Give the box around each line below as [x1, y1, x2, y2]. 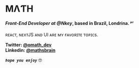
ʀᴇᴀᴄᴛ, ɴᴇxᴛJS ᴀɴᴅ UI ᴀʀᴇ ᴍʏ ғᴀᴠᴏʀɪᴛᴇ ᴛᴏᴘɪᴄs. [5, 31, 98, 38]
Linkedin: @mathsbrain [5, 47, 56, 53]
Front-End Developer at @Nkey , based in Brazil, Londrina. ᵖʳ [5, 20, 134, 26]
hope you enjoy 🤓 [5, 57, 42, 63]
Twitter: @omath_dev [5, 42, 52, 48]
